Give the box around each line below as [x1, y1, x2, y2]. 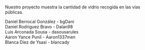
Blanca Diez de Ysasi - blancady [5, 39, 69, 45]
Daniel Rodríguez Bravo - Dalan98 [5, 24, 73, 30]
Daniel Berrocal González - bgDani [5, 19, 74, 24]
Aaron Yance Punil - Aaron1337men [5, 34, 76, 40]
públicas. [5, 9, 23, 15]
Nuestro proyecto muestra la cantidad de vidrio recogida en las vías [5, 4, 141, 10]
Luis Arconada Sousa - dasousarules [5, 29, 79, 34]
